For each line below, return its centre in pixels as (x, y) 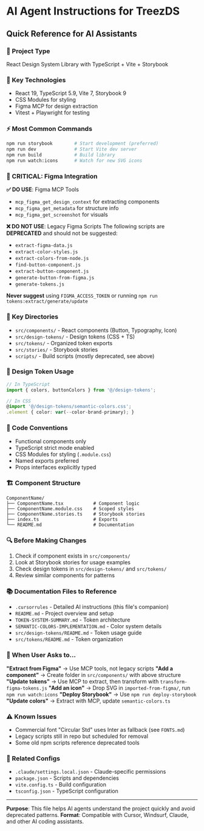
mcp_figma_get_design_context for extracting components (87, 202)
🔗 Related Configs (33, 758)
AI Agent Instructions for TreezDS (93, 11)
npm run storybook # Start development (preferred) (83, 144)
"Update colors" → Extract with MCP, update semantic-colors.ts (89, 701)
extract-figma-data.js (44, 246)
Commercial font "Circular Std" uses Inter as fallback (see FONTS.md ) (100, 730)
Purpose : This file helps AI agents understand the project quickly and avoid (101, 808)
